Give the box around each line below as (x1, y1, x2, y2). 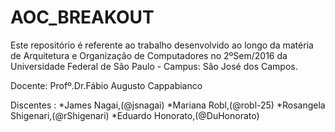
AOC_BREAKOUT (10, 6, 155, 29)
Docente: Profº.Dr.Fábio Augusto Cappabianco (10, 79, 203, 91)
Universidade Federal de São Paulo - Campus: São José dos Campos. (10, 60, 298, 72)
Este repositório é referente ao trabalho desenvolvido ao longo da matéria (10, 39, 314, 51)
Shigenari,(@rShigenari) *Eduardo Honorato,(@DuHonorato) (10, 109, 260, 121)
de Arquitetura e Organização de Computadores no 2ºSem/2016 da (10, 49, 288, 61)
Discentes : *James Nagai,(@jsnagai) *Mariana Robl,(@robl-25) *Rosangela (10, 99, 326, 111)
